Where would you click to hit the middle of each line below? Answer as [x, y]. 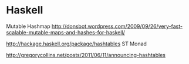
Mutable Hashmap [28, 26]
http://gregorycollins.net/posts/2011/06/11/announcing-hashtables [86, 55]
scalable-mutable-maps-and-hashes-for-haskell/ [65, 32]
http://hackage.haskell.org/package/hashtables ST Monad [76, 44]
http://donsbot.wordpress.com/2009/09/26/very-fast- [117, 26]
